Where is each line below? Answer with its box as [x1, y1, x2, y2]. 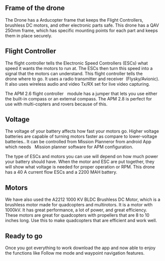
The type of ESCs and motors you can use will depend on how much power [5, 154, 159, 160]
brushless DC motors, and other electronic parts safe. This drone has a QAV [5, 22, 159, 28]
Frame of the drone [5, 4, 65, 12]
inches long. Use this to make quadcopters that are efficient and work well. [5, 218, 157, 224]
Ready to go [5, 231, 43, 240]
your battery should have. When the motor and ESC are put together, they [5, 159, 155, 164]
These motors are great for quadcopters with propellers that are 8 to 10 [5, 212, 150, 218]
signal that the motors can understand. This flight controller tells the [5, 70, 143, 76]
